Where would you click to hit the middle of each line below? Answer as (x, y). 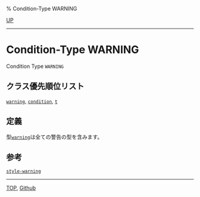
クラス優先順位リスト (45, 87)
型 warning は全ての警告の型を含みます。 (54, 137)
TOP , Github (21, 188)
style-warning (24, 171)
